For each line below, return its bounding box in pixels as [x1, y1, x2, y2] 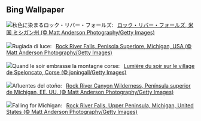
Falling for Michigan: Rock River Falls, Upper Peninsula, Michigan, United [12, 101, 194, 109]
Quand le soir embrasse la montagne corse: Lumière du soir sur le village [12, 62, 195, 69]
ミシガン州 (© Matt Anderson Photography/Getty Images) [13, 29, 156, 36]
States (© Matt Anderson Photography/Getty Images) [6, 108, 138, 115]
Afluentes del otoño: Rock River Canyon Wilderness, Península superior [12, 82, 191, 89]
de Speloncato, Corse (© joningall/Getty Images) [6, 69, 127, 76]
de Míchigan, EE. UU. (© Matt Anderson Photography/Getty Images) [6, 88, 174, 95]
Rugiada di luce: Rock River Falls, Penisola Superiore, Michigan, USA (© [12, 42, 192, 49]
